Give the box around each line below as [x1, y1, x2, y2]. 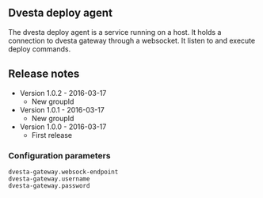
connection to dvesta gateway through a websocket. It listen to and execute [8, 36, 256, 45]
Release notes [8, 67, 80, 81]
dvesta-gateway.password [8, 181, 90, 189]
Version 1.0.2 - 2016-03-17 [19, 88, 107, 97]
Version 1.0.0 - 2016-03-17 [19, 122, 107, 131]
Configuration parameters [8, 150, 111, 161]
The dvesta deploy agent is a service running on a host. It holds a [8, 27, 222, 36]
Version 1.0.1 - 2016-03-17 [19, 105, 105, 114]
